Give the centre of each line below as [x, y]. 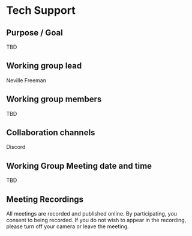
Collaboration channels [51, 133]
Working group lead [44, 66]
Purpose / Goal [34, 33]
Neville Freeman [26, 80]
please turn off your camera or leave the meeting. [67, 226]
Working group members [54, 99]
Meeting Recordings [45, 199]
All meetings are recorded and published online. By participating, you [92, 214]
